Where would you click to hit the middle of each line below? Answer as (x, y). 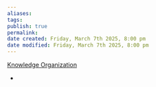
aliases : (20, 13)
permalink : (23, 33)
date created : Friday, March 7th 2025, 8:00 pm (77, 39)
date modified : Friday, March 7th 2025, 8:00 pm (78, 45)
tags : (15, 20)
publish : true (27, 26)
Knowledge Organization (42, 65)
